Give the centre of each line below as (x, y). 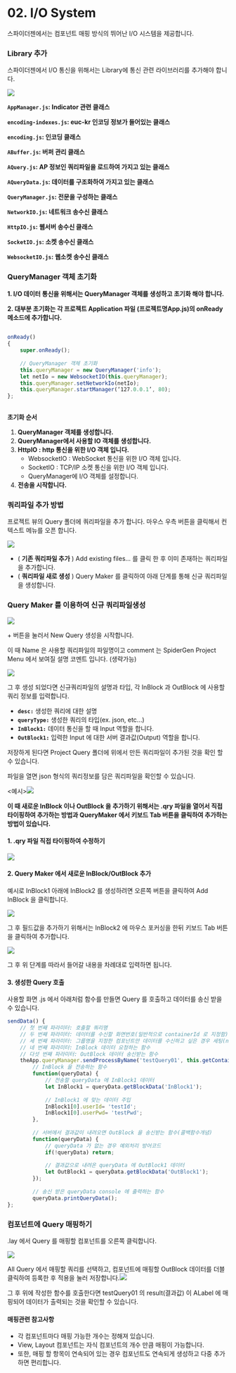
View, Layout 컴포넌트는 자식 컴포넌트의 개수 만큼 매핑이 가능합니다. (111, 1345)
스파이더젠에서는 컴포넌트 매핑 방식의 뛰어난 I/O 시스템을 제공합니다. (101, 33)
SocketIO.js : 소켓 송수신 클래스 (51, 242)
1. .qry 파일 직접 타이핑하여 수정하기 (56, 841)
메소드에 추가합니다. (34, 317)
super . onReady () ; (45, 350)
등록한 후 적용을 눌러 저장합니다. (76, 1278)
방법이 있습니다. (29, 823)
